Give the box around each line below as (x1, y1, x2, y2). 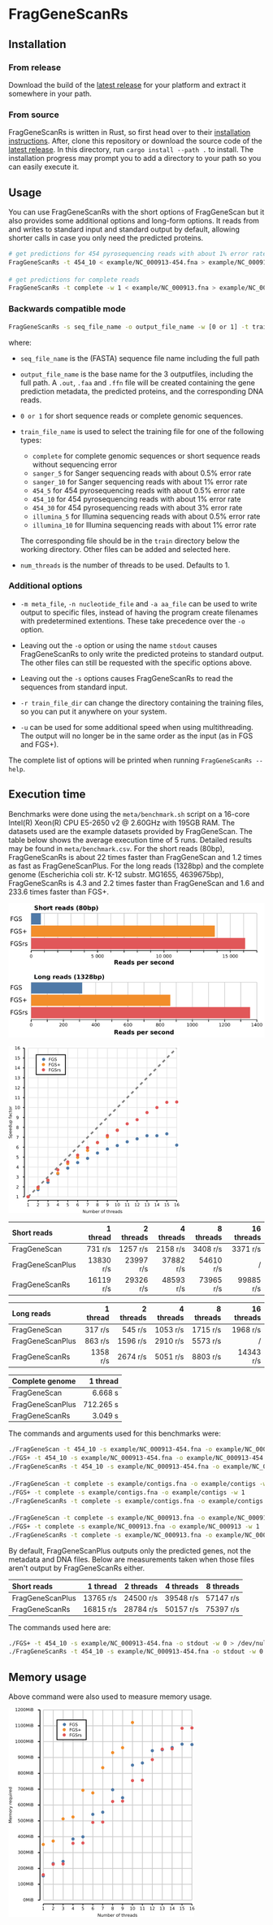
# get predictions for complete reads (8, 276, 140, 284)
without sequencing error (32, 459, 118, 469)
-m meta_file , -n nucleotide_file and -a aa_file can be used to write (19, 598, 258, 608)
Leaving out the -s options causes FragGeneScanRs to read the (19, 673, 233, 683)
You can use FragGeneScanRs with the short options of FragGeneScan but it (8, 206, 265, 216)
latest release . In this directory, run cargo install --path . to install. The (8, 145, 254, 154)
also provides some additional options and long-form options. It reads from (8, 215, 260, 225)
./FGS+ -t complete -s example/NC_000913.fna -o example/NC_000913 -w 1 (8, 1523, 260, 1531)
